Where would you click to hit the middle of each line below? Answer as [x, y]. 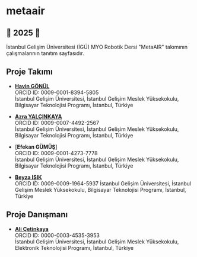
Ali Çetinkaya [31, 229]
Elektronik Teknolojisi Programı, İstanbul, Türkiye [74, 248]
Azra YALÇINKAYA [38, 116]
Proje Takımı [30, 72]
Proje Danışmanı [37, 215]
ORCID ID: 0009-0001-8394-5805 [57, 92]
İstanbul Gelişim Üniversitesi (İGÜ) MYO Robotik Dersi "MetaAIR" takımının [97, 47]
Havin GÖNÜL [32, 86]
